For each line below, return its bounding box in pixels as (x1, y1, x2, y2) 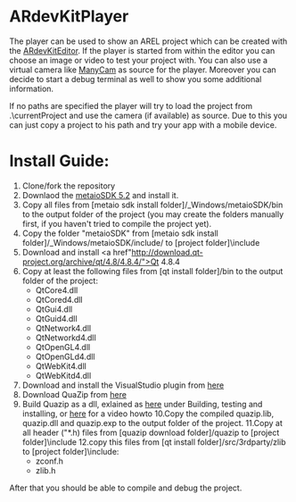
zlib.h (35, 464, 56, 475)
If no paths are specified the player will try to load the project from (9, 100, 252, 111)
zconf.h (35, 456, 64, 466)
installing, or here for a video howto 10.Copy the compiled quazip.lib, (21, 408, 275, 419)
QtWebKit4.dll (35, 360, 86, 372)
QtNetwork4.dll (35, 322, 92, 333)
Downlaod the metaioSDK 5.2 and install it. (21, 189, 179, 200)
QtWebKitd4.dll (35, 370, 92, 381)
